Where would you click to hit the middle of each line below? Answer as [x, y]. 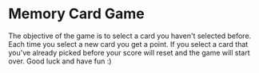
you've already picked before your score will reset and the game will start [129, 52]
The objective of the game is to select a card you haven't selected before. [130, 36]
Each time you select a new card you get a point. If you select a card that [128, 44]
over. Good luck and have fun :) [60, 61]
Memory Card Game [77, 14]
